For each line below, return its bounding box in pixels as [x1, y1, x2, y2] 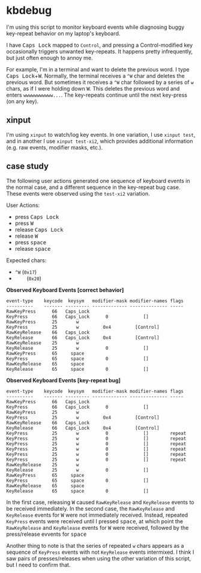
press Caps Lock [14, 213, 59, 220]
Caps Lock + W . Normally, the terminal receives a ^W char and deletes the [6, 72, 185, 79]
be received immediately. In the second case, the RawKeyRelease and [6, 505, 175, 512]
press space [14, 238, 47, 246]
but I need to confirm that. [6, 561, 71, 568]
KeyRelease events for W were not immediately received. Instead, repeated [6, 511, 188, 518]
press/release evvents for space [6, 530, 87, 538]
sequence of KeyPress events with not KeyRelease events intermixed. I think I [6, 548, 194, 556]
